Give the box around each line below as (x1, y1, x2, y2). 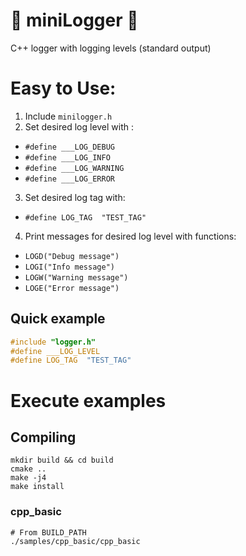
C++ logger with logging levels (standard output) (10, 42, 212, 54)
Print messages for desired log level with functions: (24, 230, 237, 242)
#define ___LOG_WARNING (24, 163, 125, 173)
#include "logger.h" (10, 337, 97, 347)
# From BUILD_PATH (10, 527, 87, 538)
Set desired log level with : (24, 120, 135, 133)
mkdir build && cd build (10, 455, 114, 466)
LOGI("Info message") (24, 262, 115, 272)
